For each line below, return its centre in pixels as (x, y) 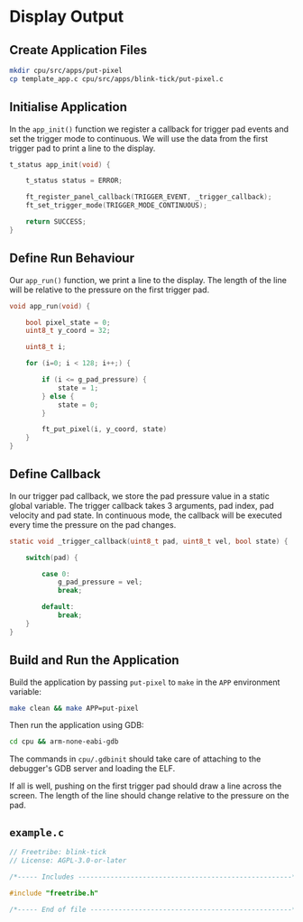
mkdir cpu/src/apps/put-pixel (66, 70)
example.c (37, 832)
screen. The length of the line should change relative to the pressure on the (150, 796)
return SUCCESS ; (56, 222)
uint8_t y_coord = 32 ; (68, 331)
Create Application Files (78, 50)
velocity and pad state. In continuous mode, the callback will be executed (146, 515)
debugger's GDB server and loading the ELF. (92, 769)
